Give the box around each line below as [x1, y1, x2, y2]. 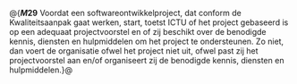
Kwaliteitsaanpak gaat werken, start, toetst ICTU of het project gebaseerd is [9, 17, 289, 28]
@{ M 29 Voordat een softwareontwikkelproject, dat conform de [9, 8, 242, 18]
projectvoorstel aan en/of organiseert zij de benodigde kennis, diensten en [9, 55, 284, 65]
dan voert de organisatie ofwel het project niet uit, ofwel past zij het [9, 46, 259, 56]
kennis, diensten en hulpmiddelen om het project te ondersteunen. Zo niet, [9, 36, 284, 46]
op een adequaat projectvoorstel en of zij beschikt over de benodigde [9, 27, 267, 37]
